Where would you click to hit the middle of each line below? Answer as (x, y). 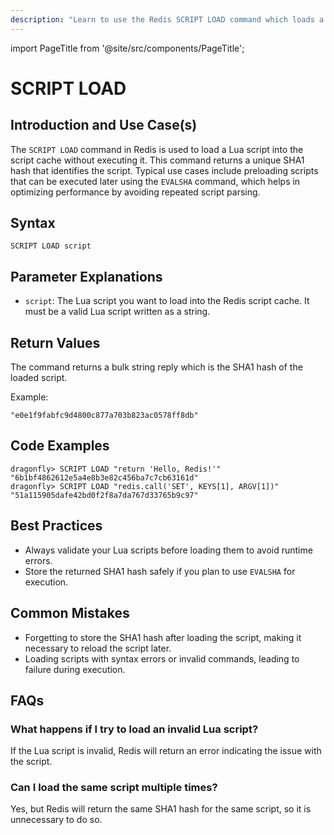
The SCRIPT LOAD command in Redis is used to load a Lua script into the (157, 149)
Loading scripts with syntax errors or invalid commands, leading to (162, 658)
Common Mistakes (70, 613)
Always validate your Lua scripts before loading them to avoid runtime (168, 550)
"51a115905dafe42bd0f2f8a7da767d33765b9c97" (104, 495)
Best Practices (56, 526)
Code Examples (60, 446)
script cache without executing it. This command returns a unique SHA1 (157, 160)
